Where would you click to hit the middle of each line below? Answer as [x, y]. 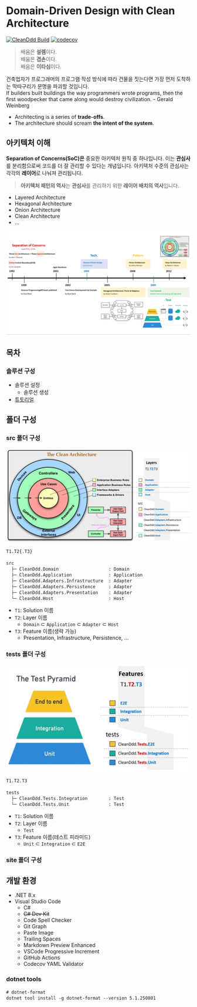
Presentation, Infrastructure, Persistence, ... [76, 638]
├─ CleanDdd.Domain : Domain [71, 569]
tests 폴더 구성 [26, 654]
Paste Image [38, 933]
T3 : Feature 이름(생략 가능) [45, 631]
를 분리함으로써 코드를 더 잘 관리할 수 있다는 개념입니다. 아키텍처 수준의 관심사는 [98, 165]
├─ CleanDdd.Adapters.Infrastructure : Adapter [72, 581]
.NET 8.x [25, 895]
